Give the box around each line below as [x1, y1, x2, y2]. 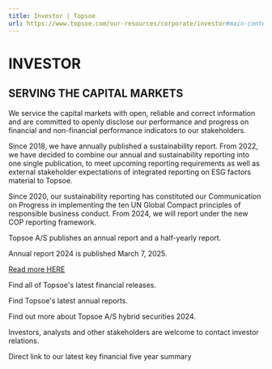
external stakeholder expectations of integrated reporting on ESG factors [8, 167, 252, 177]
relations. [8, 336, 40, 345]
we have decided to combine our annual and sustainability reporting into [8, 149, 249, 159]
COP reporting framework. [8, 217, 97, 227]
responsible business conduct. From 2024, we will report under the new [8, 208, 249, 218]
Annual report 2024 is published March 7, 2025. [8, 248, 168, 258]
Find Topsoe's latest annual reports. [8, 295, 128, 305]
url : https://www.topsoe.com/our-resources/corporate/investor [8, 19, 227, 28]
